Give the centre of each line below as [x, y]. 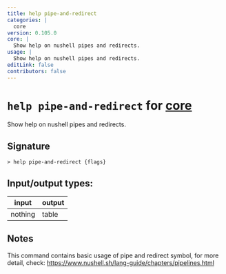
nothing [23, 215]
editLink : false [30, 65]
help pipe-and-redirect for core [100, 105]
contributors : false [37, 71]
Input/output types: [50, 183]
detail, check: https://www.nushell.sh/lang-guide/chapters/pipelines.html [111, 262]
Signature [29, 146]
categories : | [28, 20]
